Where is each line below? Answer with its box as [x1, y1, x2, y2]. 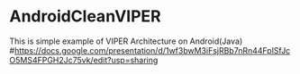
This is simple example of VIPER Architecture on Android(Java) [9, 36, 243, 46]
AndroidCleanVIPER [9, 6, 161, 27]
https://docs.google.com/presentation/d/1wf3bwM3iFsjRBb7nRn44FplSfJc [14, 45, 291, 55]
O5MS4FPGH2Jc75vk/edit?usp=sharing [9, 54, 159, 65]
